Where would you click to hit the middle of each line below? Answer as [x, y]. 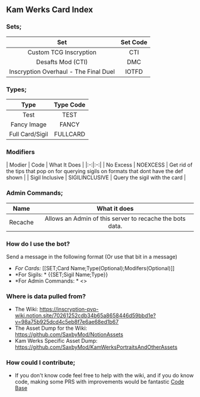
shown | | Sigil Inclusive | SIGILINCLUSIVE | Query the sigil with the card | [96, 177]
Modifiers [21, 152]
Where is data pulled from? [46, 296]
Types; [16, 89]
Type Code [70, 105]
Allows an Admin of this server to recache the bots [115, 218]
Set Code [134, 42]
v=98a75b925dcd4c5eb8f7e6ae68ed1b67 [67, 322]
